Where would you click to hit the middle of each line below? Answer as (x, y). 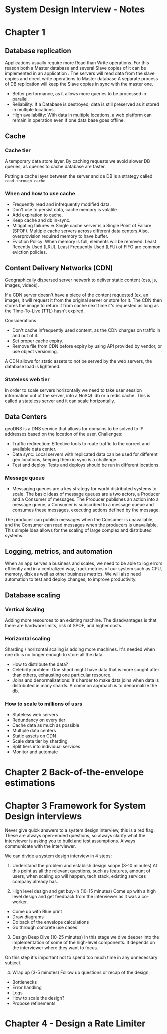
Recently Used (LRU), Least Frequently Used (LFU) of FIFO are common (86, 247)
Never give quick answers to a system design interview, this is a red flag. (80, 830)
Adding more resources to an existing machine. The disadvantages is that (81, 620)
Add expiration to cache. (38, 215)
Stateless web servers (35, 715)
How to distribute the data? (40, 664)
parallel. (20, 99)
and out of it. (25, 335)
